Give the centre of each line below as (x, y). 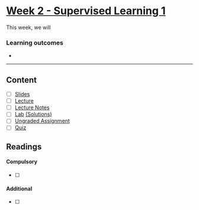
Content (22, 80)
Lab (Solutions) (33, 114)
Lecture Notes (32, 107)
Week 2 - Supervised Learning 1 (86, 11)
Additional (19, 189)
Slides (22, 94)
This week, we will (29, 27)
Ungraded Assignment (42, 121)
